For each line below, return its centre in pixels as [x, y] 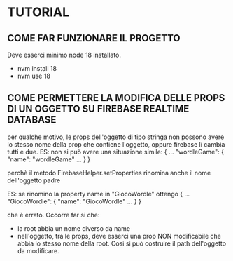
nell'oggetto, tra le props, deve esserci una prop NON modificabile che [119, 236]
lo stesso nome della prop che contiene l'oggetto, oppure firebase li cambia [116, 144]
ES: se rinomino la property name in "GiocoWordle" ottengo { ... [99, 194]
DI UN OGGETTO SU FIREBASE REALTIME [98, 109]
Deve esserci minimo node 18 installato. [64, 55]
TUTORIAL [38, 12]
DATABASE [32, 120]
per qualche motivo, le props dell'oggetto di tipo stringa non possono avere [116, 137]
